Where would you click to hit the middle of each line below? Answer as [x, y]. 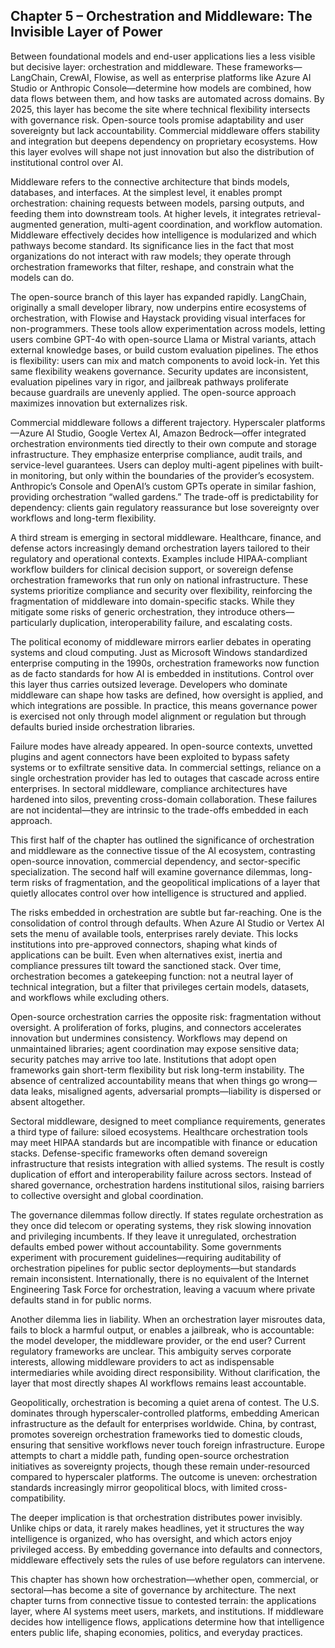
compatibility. [38, 1498]
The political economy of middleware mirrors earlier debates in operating [161, 641]
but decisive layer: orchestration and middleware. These [126, 66]
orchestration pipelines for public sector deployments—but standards [153, 1268]
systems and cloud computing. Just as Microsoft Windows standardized [159, 652]
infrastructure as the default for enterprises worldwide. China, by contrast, [163, 1423]
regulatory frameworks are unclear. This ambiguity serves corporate [151, 1351]
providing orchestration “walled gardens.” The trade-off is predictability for [164, 496]
